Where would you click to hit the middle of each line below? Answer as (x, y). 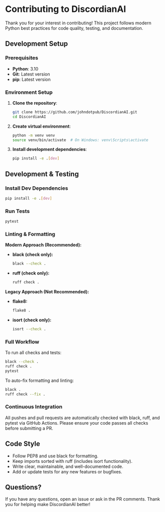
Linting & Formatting (30, 234)
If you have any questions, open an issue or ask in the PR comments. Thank (83, 499)
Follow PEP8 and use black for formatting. (55, 456)
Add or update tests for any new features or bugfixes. (67, 472)
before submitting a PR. (29, 428)
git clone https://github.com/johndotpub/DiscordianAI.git (75, 112)
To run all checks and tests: (33, 353)
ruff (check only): (31, 273)
